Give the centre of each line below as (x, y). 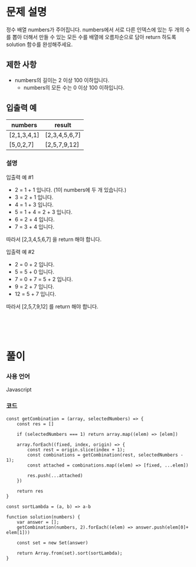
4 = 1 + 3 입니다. (34, 204)
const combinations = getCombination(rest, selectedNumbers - (105, 455)
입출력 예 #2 (20, 252)
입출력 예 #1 (20, 177)
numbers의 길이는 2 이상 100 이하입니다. (62, 80)
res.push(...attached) (55, 475)
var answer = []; (38, 522)
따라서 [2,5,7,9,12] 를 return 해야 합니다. (52, 306)
